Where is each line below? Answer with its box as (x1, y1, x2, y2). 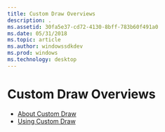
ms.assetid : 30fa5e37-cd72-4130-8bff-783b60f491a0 (7, 23, 159, 30)
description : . (7, 17, 52, 24)
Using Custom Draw (17, 117, 76, 125)
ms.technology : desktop (7, 56, 77, 63)
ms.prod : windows (7, 50, 58, 57)
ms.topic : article (7, 37, 61, 44)
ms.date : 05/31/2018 (7, 29, 68, 37)
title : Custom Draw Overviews (7, 10, 96, 18)
